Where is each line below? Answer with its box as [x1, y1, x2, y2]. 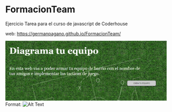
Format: [5, 101, 22, 107]
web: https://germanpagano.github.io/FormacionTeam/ [5, 30, 121, 36]
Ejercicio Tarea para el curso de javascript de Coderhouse [5, 21, 128, 27]
